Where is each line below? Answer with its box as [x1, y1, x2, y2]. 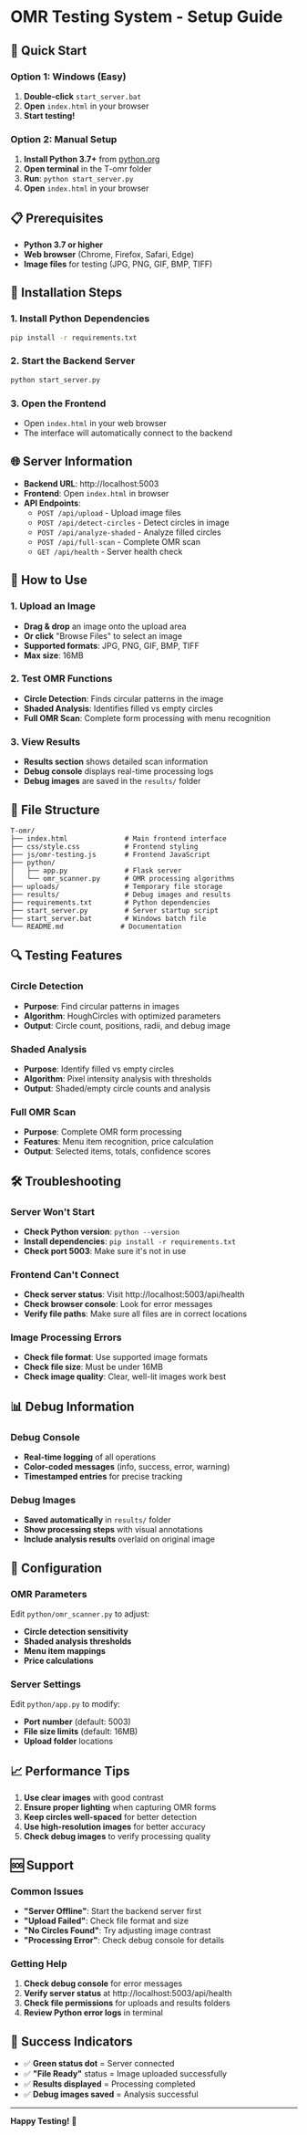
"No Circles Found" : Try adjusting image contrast [23, 1924, 211, 1936]
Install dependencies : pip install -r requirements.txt [23, 1235, 236, 1247]
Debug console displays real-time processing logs [23, 766, 214, 777]
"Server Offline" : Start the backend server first [23, 1905, 202, 1916]
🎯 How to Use [10, 572, 87, 588]
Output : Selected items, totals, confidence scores [23, 1146, 211, 1156]
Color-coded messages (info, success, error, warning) [23, 1461, 230, 1472]
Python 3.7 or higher [23, 239, 104, 250]
